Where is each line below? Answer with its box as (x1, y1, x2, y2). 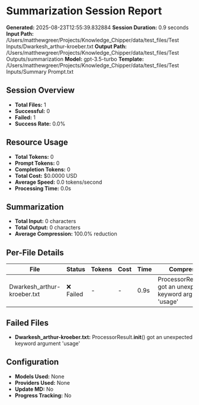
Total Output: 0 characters (14, 224, 81, 231)
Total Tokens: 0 (14, 153, 54, 160)
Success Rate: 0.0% (14, 120, 66, 127)
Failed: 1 (14, 114, 36, 121)
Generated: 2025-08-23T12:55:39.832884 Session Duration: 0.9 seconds (6, 24, 189, 31)
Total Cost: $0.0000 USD (14, 172, 78, 179)
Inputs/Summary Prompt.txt (6, 68, 74, 75)
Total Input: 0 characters (14, 218, 76, 225)
